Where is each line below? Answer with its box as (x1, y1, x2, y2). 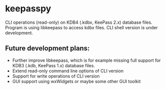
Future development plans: (5, 44, 90, 52)
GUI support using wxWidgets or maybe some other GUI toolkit (12, 78, 141, 84)
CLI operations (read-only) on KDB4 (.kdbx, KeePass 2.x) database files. (5, 19, 153, 25)
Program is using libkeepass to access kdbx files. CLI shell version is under (5, 24, 158, 30)
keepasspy (5, 3, 51, 14)
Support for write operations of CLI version (12, 73, 100, 79)
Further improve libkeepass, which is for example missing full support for (12, 57, 161, 63)
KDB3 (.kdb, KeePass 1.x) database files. (12, 62, 95, 68)
